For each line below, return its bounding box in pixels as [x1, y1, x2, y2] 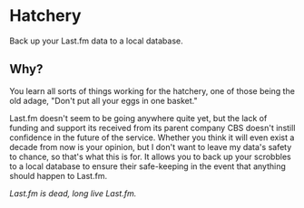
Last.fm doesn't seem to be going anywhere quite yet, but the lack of [9, 112, 268, 123]
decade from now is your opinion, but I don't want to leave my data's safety [9, 141, 292, 152]
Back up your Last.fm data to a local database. [9, 35, 183, 46]
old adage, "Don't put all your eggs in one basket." [9, 95, 198, 106]
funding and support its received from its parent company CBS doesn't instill [9, 122, 296, 133]
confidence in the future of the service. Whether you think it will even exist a [9, 132, 295, 143]
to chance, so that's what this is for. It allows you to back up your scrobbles [9, 151, 292, 162]
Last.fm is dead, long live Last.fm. [9, 187, 137, 199]
